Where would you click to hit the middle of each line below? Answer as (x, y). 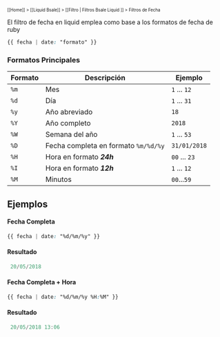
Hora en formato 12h (79, 168)
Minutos (59, 179)
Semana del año (71, 134)
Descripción (105, 78)
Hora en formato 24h (79, 157)
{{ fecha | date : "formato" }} (52, 42)
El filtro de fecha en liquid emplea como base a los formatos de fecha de (110, 22)
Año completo (68, 123)
